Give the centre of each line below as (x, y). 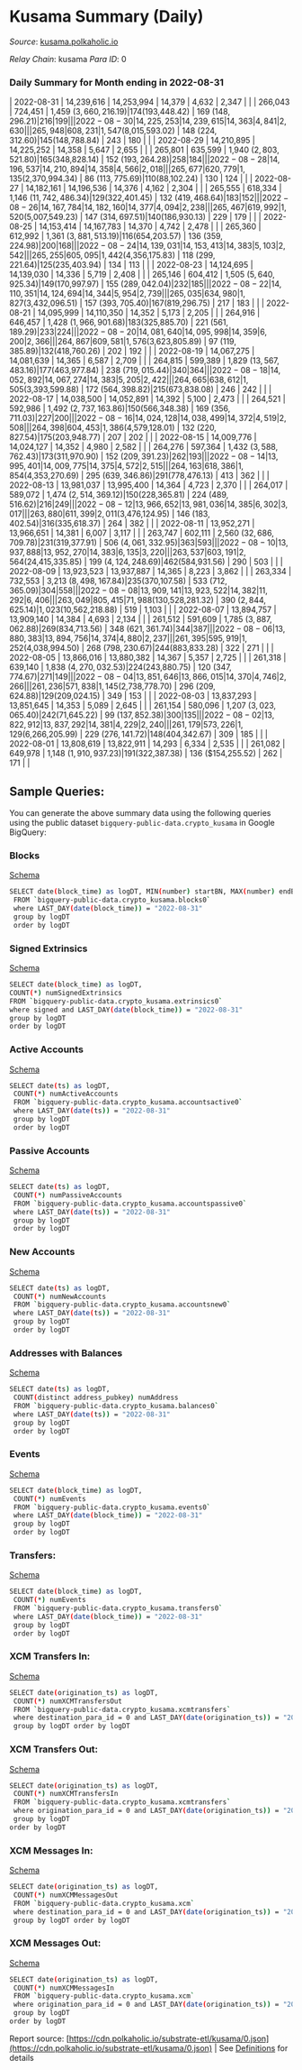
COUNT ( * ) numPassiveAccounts (68, 1195)
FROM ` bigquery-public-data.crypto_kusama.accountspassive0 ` (130, 1204)
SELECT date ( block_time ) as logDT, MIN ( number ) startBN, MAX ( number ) (142, 892)
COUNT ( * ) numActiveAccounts (66, 1094)
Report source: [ (40, 2038)
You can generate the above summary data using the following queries (140, 813)
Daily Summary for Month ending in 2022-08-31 (117, 82)
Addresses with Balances (66, 1352)
